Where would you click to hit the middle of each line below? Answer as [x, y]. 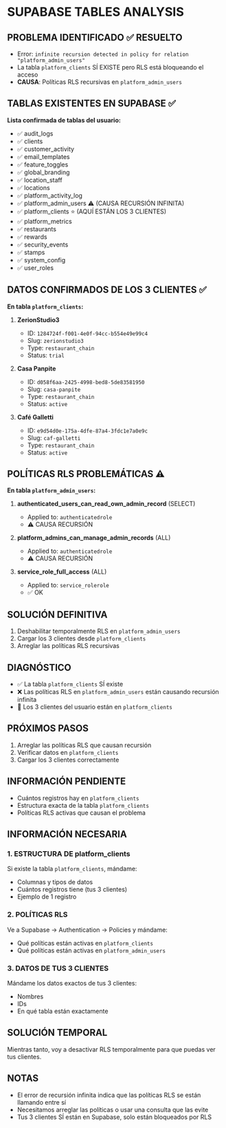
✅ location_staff [40, 180]
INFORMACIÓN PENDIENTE [67, 781]
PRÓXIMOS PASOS [48, 728]
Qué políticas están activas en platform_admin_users [91, 950]
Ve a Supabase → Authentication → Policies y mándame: [88, 930]
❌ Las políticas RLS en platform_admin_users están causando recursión [118, 692]
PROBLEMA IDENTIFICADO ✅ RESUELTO [95, 38]
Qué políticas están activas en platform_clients [85, 943]
